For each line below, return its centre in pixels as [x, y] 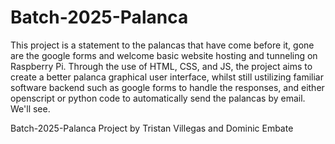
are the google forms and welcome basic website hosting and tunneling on [164, 55]
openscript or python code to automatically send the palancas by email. [158, 98]
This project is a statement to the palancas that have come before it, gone [162, 45]
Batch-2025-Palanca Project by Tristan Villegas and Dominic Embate [152, 128]
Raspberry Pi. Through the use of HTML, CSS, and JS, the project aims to [161, 66]
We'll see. [30, 108]
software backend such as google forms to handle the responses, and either [167, 87]
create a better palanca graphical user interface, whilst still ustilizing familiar [167, 77]
